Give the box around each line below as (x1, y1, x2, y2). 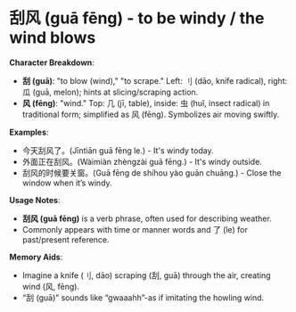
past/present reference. (21, 234, 110, 245)
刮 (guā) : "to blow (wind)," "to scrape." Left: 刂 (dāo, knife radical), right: (21, 75, 288, 86)
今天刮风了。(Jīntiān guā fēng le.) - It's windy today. (21, 144, 214, 156)
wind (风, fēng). (21, 281, 80, 291)
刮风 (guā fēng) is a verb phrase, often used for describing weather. (21, 213, 272, 224)
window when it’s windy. (21, 177, 113, 188)
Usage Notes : (9, 194, 61, 205)
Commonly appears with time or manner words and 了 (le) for (21, 224, 248, 234)
